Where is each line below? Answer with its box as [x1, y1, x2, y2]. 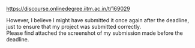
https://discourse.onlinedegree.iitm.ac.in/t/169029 [6, 5, 130, 12]
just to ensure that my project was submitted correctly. [6, 23, 142, 30]
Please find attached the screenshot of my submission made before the [6, 29, 183, 37]
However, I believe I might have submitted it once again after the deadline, [6, 17, 189, 23]
